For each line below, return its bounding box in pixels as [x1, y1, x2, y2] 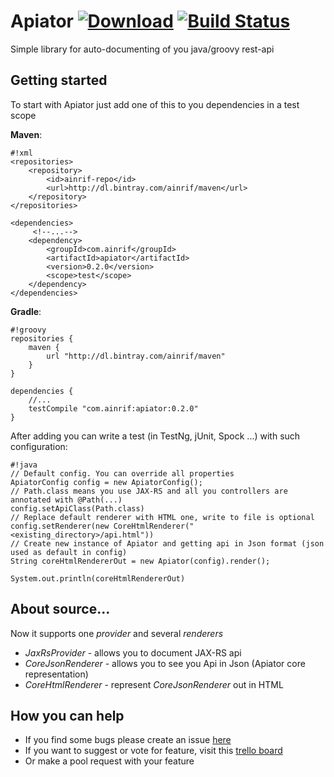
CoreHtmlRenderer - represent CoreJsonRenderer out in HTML [24, 678, 284, 690]
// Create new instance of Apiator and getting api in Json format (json [10, 538, 325, 549]
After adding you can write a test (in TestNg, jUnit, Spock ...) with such [10, 430, 301, 442]
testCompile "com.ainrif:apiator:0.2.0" [28, 403, 199, 414]
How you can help [10, 707, 125, 724]
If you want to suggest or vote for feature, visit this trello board [24, 745, 283, 757]
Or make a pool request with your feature [24, 755, 195, 767]
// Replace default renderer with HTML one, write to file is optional [10, 512, 315, 522]
